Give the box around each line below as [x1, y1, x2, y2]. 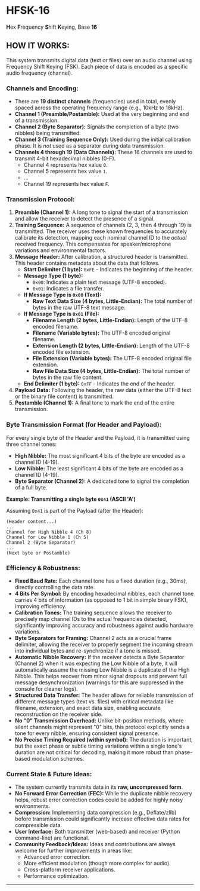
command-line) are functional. [14, 834, 89, 841]
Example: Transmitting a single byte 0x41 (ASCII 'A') [6, 495, 136, 503]
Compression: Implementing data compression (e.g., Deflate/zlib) [14, 809, 177, 816]
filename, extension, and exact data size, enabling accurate [14, 704, 161, 711]
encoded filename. [32, 323, 79, 330]
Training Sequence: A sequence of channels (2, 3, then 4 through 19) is [14, 222, 192, 229]
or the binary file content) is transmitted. [14, 393, 114, 400]
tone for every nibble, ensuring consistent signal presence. [14, 730, 160, 737]
